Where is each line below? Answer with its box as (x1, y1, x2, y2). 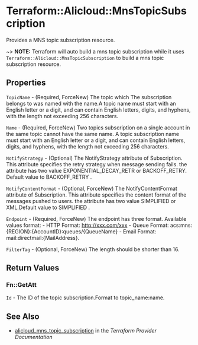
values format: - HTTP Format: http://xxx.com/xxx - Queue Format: (6, 221, 170, 229)
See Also (6, 311, 40, 321)
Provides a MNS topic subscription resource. (6, 36, 115, 43)
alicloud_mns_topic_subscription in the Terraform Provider (14, 327, 157, 334)
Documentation (14, 334, 53, 341)
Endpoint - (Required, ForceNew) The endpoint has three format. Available (6, 215, 187, 222)
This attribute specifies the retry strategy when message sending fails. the (6, 160, 187, 167)
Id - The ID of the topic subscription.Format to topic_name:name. (6, 294, 165, 301)
